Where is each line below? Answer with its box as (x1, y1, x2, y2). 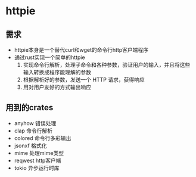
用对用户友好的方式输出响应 (23, 83, 92, 91)
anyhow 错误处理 (14, 119, 57, 126)
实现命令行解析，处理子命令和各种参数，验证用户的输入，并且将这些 (23, 61, 191, 68)
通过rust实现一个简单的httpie (14, 54, 85, 61)
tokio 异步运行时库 (14, 164, 60, 171)
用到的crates (5, 103, 54, 113)
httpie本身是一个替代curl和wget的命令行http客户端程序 (14, 46, 149, 53)
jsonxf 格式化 (14, 142, 47, 149)
